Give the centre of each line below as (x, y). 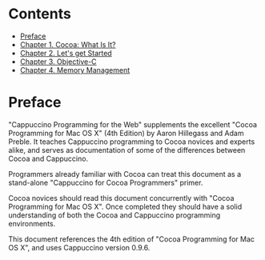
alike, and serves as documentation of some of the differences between (127, 150)
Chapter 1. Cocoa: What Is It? (68, 44)
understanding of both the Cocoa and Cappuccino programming (114, 215)
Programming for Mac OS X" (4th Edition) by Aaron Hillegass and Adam (126, 133)
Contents (40, 14)
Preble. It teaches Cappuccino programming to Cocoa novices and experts (132, 142)
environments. (32, 223)
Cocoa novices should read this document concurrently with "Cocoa (121, 198)
